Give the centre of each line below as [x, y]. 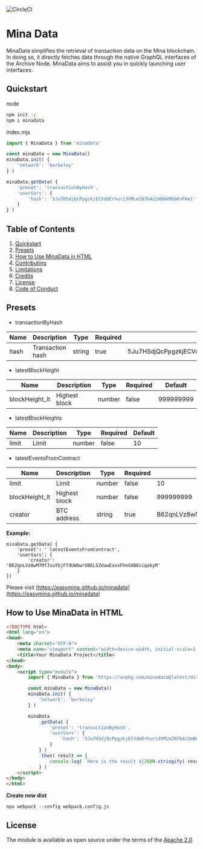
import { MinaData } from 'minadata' [54, 143]
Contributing [31, 263]
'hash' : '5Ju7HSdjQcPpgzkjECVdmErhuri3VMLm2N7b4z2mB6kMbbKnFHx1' [112, 199]
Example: [18, 533]
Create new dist [27, 796]
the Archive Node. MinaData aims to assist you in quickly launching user [96, 63]
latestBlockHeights [38, 418]
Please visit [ [22, 587]
